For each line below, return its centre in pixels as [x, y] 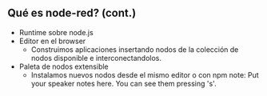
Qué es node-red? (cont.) [72, 13]
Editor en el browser [52, 41]
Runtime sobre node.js [56, 32]
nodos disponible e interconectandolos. [96, 58]
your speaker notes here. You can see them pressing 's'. [124, 83]
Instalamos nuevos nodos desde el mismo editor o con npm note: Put [145, 74]
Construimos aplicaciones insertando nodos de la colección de [135, 49]
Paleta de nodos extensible [64, 66]
